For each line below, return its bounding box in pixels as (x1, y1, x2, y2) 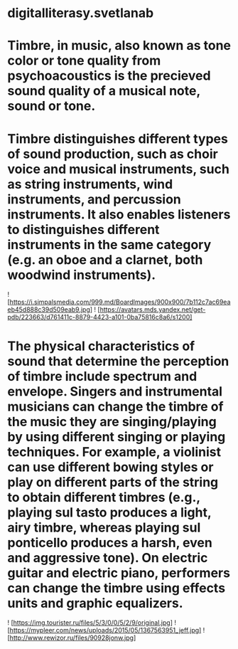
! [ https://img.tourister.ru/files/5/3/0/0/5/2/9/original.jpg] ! (7, 618, 176, 627)
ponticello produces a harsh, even (7, 534, 213, 551)
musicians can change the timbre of (7, 399, 224, 414)
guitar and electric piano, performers (7, 564, 231, 581)
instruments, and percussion (7, 191, 181, 207)
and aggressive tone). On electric (7, 549, 208, 566)
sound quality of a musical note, (7, 83, 200, 99)
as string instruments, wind (7, 176, 173, 192)
